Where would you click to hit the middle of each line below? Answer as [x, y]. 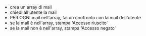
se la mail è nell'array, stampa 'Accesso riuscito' [59, 23]
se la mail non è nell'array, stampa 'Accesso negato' [63, 28]
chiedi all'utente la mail [33, 12]
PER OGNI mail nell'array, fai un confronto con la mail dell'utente [75, 18]
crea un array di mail [31, 7]
